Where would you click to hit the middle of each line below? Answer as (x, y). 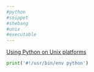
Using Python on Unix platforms (46, 52)
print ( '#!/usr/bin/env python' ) (47, 63)
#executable (21, 35)
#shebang (17, 23)
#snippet (17, 18)
